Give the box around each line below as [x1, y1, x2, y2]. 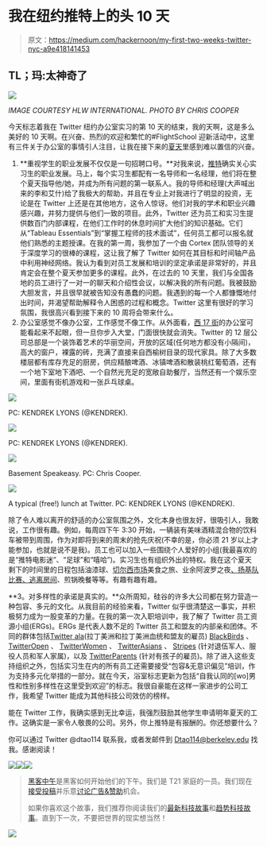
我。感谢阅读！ [8, 744, 57, 754]
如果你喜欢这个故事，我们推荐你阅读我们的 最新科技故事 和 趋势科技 [27, 803, 244, 813]
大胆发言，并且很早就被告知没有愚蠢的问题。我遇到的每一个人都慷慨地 [19, 288, 250, 297]
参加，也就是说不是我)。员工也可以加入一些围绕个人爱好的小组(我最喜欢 [14, 545, 250, 554]
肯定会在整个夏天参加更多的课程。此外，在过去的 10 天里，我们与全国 [19, 268, 248, 277]
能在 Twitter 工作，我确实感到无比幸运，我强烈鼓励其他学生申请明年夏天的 [8, 708, 251, 717]
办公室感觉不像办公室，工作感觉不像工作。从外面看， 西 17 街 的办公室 [19, 317, 247, 326]
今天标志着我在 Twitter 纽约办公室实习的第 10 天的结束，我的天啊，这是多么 [8, 122, 255, 131]
